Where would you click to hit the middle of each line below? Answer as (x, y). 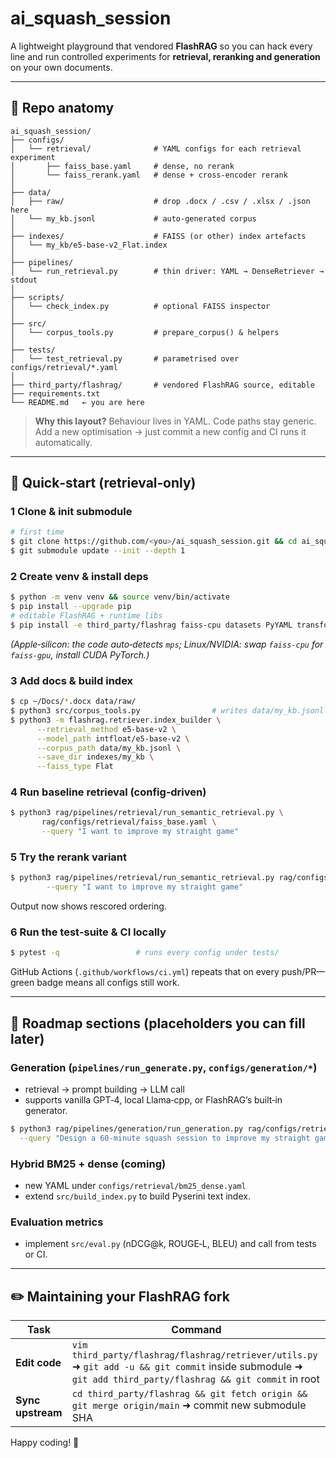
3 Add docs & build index (72, 680)
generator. (46, 1110)
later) (27, 1038)
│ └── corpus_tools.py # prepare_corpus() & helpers (145, 332)
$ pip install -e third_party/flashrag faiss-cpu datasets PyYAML (151, 625)
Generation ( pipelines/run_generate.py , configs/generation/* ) (164, 1067)
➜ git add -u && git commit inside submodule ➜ (187, 1367)
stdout (24, 280)
